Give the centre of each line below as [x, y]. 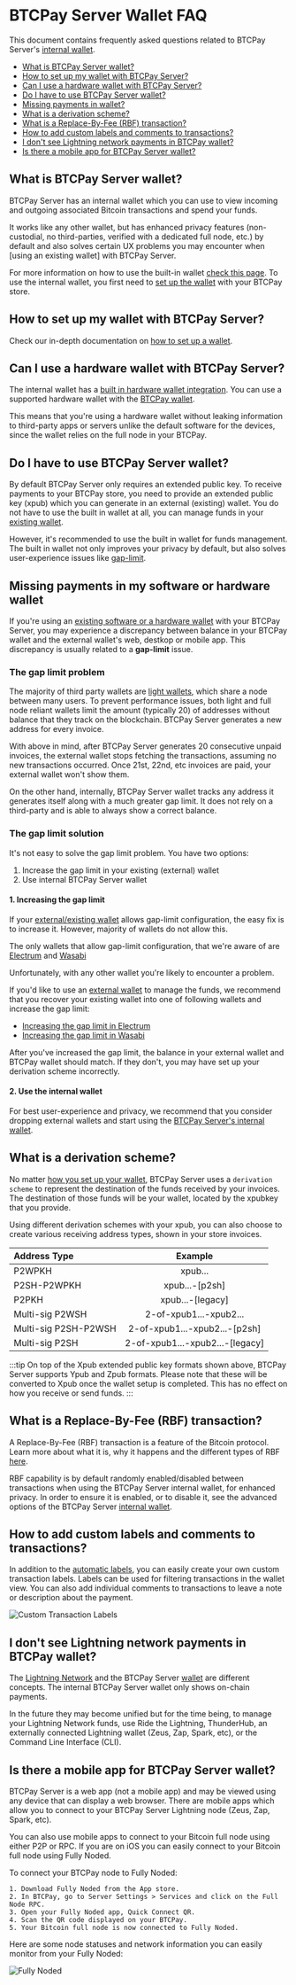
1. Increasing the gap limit [57, 899]
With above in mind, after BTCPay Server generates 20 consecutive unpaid [145, 746]
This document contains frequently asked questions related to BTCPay [137, 40]
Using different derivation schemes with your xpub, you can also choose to [146, 1225]
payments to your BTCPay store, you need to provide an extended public [141, 494]
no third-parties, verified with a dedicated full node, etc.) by [155, 237]
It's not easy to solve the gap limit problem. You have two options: [129, 852]
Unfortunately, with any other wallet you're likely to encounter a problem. [142, 972]
